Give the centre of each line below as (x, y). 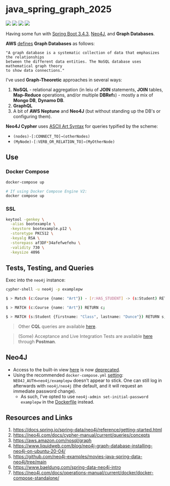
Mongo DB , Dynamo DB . (39, 100)
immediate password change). (44, 391)
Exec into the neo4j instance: (36, 280)
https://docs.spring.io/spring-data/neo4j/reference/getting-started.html (88, 430)
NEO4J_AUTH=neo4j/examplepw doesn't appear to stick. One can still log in (87, 380)
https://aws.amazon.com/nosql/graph (52, 441)
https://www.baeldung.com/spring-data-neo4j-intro (67, 467)
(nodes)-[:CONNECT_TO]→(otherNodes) (51, 136)
